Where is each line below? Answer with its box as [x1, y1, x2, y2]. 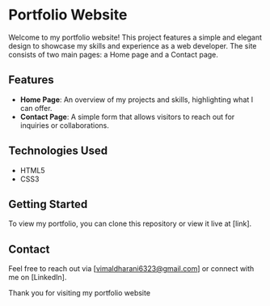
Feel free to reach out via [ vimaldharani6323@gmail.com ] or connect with [8, 264, 255, 274]
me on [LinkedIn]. [8, 273, 67, 283]
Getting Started [8, 197, 88, 211]
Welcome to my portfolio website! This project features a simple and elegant [8, 32, 263, 42]
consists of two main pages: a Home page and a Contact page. [8, 49, 218, 59]
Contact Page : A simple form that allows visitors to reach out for [19, 112, 235, 121]
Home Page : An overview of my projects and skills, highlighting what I [19, 95, 254, 104]
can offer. [19, 103, 53, 113]
